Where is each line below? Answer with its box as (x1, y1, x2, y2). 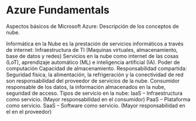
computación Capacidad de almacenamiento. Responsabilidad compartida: (6, 65, 187, 72)
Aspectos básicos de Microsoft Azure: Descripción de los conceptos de (6, 23, 180, 30)
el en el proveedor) (6, 108, 52, 115)
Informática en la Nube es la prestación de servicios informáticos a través (6, 40, 184, 47)
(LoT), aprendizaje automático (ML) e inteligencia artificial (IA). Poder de (6, 59, 180, 66)
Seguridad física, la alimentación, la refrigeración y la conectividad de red (6, 71, 184, 78)
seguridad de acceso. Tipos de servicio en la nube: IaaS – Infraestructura (6, 90, 183, 97)
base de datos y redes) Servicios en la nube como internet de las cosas (6, 52, 179, 59)
